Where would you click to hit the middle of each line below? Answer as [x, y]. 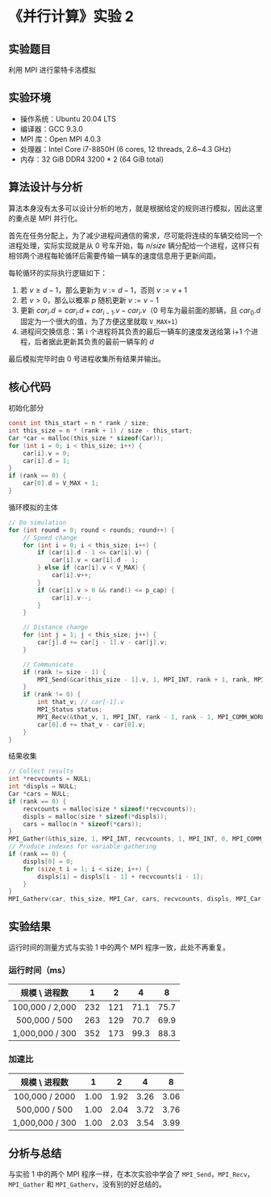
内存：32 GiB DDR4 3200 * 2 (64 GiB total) [92, 159]
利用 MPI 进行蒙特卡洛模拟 [52, 70]
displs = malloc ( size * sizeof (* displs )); [95, 816]
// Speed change [50, 537]
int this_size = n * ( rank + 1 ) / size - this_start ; [101, 431]
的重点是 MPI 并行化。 [45, 218]
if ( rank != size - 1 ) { [65, 672]
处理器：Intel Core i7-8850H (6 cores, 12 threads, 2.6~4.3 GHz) [125, 149]
